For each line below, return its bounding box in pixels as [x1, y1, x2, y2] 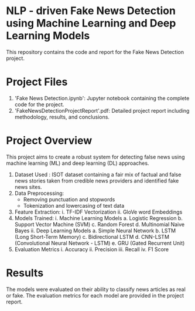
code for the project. [14, 101, 64, 108]
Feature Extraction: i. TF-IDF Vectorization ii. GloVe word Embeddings [14, 208, 183, 215]
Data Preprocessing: [14, 190, 64, 197]
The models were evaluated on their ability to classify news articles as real [6, 286, 186, 293]
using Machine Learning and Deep [6, 16, 176, 30]
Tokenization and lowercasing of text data [23, 202, 125, 209]
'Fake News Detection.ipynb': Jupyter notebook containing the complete [14, 94, 190, 102]
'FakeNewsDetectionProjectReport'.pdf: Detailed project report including [14, 107, 190, 114]
